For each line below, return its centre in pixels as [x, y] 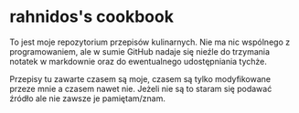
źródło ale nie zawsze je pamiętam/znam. [88, 98]
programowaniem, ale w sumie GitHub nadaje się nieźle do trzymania [140, 51]
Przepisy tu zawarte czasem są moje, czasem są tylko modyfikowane [140, 78]
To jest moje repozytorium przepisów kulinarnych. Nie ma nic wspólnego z [150, 42]
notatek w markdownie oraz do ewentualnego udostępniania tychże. [139, 61]
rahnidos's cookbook [91, 17]
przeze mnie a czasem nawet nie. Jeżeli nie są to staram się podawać [141, 88]
